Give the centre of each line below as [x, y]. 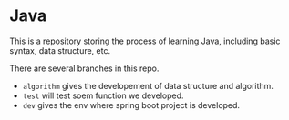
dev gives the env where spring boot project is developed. [131, 105]
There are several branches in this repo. [84, 68]
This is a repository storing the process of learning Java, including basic [145, 41]
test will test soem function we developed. [103, 95]
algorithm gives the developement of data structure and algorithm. [148, 85]
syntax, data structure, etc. [60, 50]
